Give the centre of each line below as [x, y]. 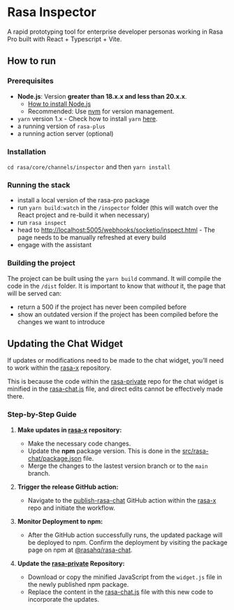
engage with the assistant [54, 245]
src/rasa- [195, 451]
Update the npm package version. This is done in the [104, 451]
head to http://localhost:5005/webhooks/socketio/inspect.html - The [116, 230]
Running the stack [39, 185]
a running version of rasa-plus [61, 126]
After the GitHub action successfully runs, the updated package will [125, 535]
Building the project [41, 263]
